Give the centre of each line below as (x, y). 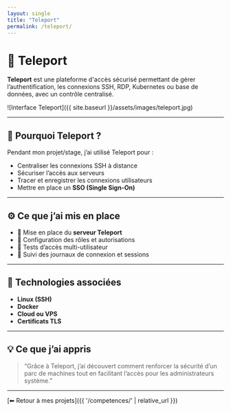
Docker (28, 306)
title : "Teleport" (33, 20)
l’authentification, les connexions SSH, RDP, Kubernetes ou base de (103, 87)
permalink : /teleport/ (40, 26)
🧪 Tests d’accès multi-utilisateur (62, 247)
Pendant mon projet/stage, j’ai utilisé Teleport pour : (80, 152)
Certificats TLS (39, 321)
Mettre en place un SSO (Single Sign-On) (76, 188)
